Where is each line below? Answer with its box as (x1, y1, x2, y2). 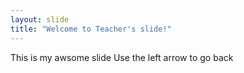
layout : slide (10, 14, 70, 25)
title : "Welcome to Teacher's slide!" (10, 24, 172, 34)
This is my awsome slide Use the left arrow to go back (10, 51, 234, 63)
